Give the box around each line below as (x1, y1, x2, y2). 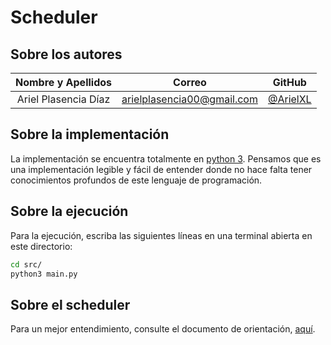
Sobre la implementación (10, 126, 170, 143)
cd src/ (10, 259, 43, 270)
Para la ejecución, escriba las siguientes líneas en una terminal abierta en (10, 229, 313, 241)
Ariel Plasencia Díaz (16, 92, 111, 106)
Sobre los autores (10, 46, 123, 63)
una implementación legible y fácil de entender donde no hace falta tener (10, 163, 313, 175)
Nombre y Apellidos (15, 76, 113, 89)
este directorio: (10, 240, 73, 252)
